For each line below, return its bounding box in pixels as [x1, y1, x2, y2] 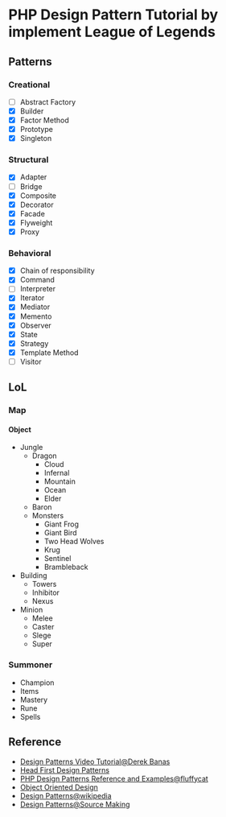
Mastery [19, 695, 48, 704]
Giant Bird [43, 528, 78, 538]
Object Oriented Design [19, 782, 99, 792]
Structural [8, 155, 49, 166]
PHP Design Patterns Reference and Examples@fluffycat [19, 774, 209, 783]
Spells [19, 712, 41, 721]
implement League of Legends [8, 23, 216, 41]
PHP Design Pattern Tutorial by [8, 6, 219, 24]
